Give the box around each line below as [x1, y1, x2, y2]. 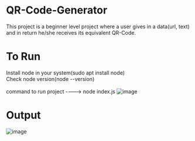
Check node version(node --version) [6, 75, 95, 82]
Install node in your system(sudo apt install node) [6, 69, 125, 76]
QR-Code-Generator [6, 4, 108, 17]
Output [6, 109, 41, 122]
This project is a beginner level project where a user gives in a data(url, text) [6, 23, 190, 30]
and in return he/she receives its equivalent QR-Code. [6, 29, 136, 36]
